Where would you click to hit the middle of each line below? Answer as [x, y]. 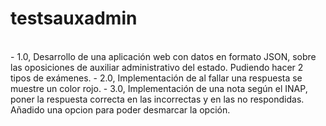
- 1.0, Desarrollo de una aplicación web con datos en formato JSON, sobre [163, 56]
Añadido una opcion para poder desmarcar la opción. [120, 109]
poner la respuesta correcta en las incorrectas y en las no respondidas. [157, 99]
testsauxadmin [74, 18]
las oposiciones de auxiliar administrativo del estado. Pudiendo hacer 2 [157, 67]
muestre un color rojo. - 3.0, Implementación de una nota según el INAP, [159, 88]
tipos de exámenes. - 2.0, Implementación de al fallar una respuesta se [156, 78]
